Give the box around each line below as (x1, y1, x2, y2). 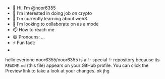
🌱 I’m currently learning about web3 (12, 16, 87, 21)
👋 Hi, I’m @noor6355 (12, 5, 56, 11)
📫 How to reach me (12, 27, 54, 32)
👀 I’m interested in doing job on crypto (12, 10, 92, 16)
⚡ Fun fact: (12, 39, 35, 46)
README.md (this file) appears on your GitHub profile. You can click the (5, 62, 149, 68)
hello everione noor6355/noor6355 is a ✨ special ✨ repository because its (5, 57, 160, 63)
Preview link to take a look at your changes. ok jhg (5, 68, 110, 73)
